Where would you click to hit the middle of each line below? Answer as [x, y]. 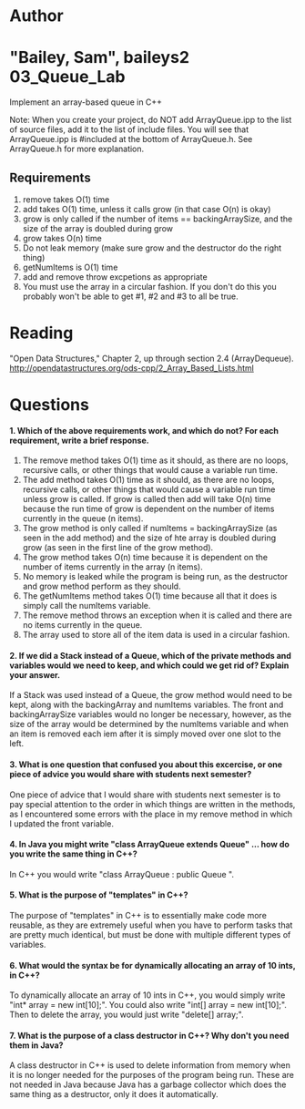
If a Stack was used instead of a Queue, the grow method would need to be [151, 695]
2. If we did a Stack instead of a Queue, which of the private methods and [150, 655]
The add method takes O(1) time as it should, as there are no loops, [148, 480]
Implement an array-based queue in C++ [86, 102]
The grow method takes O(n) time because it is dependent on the [145, 558]
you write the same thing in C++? [74, 854]
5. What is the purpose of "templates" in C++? [99, 895]
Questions [49, 405]
